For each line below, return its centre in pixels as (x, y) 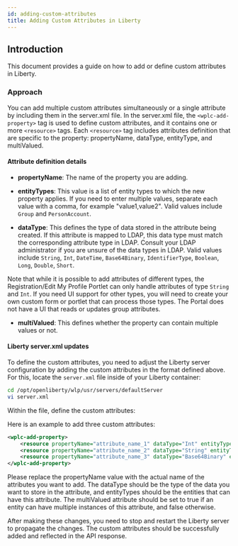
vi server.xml (28, 397)
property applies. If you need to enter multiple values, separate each (118, 199)
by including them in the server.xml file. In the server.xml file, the (102, 115)
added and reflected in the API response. (67, 536)
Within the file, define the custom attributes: (72, 410)
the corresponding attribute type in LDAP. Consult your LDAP (107, 243)
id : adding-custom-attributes (52, 14)
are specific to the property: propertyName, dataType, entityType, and (110, 138)
